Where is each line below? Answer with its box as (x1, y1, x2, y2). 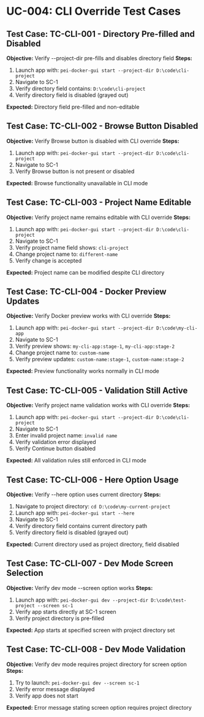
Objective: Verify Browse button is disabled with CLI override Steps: (6, 137, 179, 145)
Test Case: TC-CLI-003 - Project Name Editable (6, 197, 192, 208)
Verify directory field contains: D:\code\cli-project (15, 85, 146, 92)
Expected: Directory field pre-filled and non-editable (6, 103, 140, 110)
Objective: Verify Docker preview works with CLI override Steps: (6, 312, 171, 320)
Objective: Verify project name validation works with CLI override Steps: (6, 402, 191, 409)
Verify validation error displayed (15, 439, 96, 446)
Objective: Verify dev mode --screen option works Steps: (6, 584, 153, 591)
